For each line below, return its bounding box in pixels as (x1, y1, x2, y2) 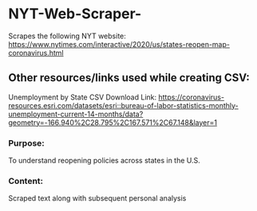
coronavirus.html (8, 48, 64, 57)
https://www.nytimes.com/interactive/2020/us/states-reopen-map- (8, 39, 230, 49)
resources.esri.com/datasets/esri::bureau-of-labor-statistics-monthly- (8, 100, 239, 110)
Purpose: (8, 137, 45, 148)
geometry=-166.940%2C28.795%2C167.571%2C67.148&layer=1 (8, 117, 218, 127)
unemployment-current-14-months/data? (8, 109, 144, 119)
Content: (8, 175, 44, 186)
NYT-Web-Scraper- (8, 5, 142, 23)
